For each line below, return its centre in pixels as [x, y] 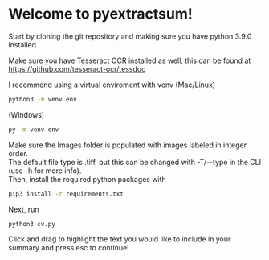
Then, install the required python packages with [87, 179]
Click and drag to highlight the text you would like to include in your [120, 239]
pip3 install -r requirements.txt [66, 194]
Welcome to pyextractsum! [100, 14]
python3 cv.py [32, 224]
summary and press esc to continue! [69, 248]
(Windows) [26, 114]
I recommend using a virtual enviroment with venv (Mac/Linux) [112, 85]
